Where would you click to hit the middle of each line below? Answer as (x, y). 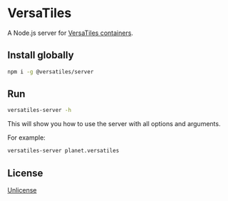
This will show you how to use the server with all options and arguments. (114, 124)
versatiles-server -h (40, 110)
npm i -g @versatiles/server (51, 72)
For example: (27, 138)
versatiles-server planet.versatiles (63, 151)
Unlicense (22, 190)
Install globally (41, 55)
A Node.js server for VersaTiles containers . (71, 33)
